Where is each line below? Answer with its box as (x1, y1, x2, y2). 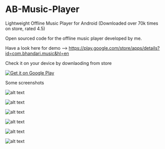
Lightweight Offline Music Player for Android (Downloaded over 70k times (5, 20, 158, 26)
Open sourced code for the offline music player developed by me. (5, 35, 142, 41)
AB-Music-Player (5, 4, 80, 15)
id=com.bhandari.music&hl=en (5, 50, 69, 56)
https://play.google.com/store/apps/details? (69, 45, 160, 51)
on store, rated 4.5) (5, 25, 45, 31)
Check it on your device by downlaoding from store (5, 60, 112, 66)
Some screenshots (5, 80, 44, 86)
